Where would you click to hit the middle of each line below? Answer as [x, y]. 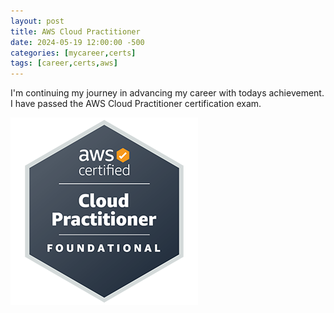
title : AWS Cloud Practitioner [75, 31]
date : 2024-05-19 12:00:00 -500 [77, 42]
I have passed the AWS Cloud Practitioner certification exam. [136, 104]
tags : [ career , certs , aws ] [64, 63]
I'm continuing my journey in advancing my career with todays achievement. [167, 93]
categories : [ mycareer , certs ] [73, 53]
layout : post [37, 21]
